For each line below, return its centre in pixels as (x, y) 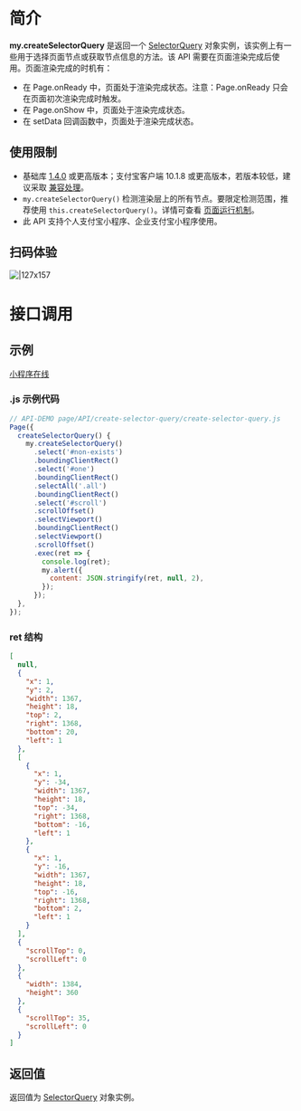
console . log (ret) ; (76, 562)
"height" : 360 (52, 993)
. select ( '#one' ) (64, 470)
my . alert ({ (62, 570)
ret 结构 (26, 637)
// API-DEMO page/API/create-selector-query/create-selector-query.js (145, 418)
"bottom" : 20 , (52, 732)
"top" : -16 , (56, 892)
